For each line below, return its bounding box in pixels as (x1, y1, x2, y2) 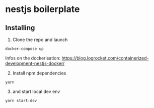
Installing (5, 23, 35, 32)
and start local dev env (12, 88, 60, 94)
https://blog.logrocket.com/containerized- (61, 55, 149, 61)
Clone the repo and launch (12, 36, 68, 42)
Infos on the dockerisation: (5, 55, 61, 61)
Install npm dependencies (12, 70, 66, 76)
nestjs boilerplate (5, 3, 80, 15)
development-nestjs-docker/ (5, 60, 65, 66)
